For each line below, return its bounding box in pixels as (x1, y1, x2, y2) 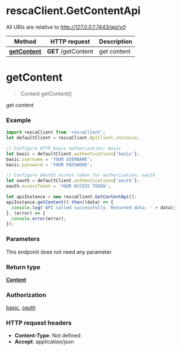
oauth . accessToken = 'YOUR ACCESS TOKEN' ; (6, 183, 111, 189)
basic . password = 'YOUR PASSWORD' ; (6, 162, 93, 168)
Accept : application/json (14, 338, 74, 345)
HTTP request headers (6, 319, 72, 327)
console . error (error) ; (11, 216, 67, 221)
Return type (6, 263, 41, 271)
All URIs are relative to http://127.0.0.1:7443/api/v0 (6, 23, 126, 30)
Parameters (6, 235, 40, 243)
